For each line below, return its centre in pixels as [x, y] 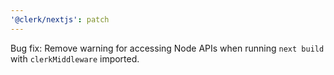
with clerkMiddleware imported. [75, 58]
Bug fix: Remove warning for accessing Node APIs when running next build [167, 48]
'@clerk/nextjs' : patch [60, 19]
